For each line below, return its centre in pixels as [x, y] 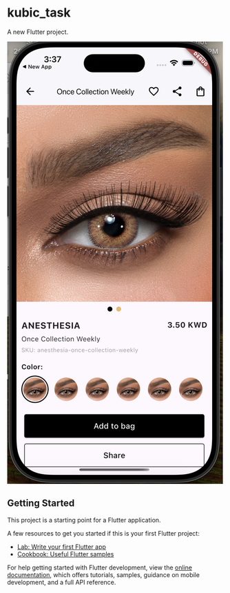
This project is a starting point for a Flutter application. [84, 520]
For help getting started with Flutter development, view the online [100, 567]
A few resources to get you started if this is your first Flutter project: [103, 533]
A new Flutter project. [38, 32]
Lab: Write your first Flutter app [62, 547]
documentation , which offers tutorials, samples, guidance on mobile [103, 574]
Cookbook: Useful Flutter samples [65, 554]
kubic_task [39, 13]
